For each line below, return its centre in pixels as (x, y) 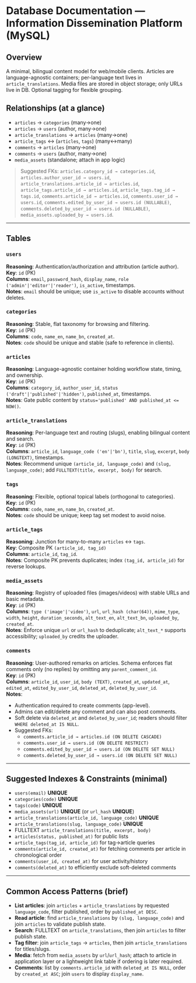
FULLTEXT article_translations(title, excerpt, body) (83, 830)
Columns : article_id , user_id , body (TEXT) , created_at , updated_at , (88, 681)
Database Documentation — (76, 11)
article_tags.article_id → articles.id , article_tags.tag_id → (97, 190)
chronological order (38, 855)
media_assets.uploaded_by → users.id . (67, 214)
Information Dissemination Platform (94, 23)
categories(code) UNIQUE (46, 799)
